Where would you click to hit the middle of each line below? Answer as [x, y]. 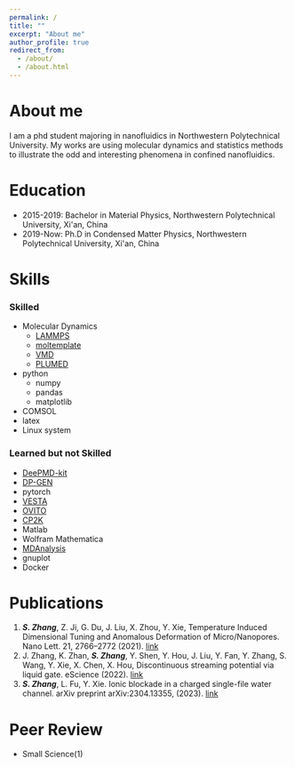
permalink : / [33, 17]
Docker [36, 567]
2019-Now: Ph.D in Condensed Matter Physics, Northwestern [134, 234]
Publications [56, 603]
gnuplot [36, 557]
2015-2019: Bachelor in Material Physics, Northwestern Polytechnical [148, 215]
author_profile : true [49, 42]
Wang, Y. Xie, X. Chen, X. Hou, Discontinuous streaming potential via [148, 665]
